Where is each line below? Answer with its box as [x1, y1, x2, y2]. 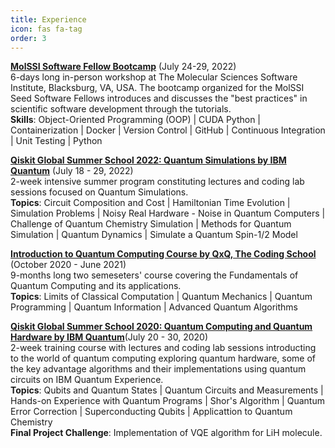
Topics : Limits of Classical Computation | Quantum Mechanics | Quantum [10, 291, 313, 303]
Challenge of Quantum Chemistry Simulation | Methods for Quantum [10, 218, 292, 230]
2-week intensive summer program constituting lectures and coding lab [10, 176, 305, 188]
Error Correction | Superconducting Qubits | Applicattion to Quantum [10, 406, 293, 418]
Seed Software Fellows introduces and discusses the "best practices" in [10, 92, 308, 105]
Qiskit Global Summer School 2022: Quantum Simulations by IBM [10, 154, 287, 166]
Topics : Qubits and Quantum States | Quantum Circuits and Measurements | [10, 384, 324, 396]
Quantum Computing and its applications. [10, 280, 182, 292]
